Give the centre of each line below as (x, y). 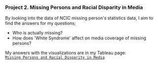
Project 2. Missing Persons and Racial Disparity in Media (74, 7)
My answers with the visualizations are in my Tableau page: (66, 53)
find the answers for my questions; (40, 23)
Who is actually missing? (37, 33)
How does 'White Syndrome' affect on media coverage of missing (79, 38)
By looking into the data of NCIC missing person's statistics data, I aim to (79, 18)
